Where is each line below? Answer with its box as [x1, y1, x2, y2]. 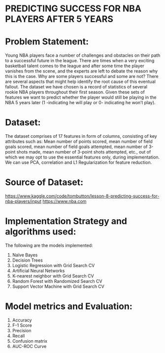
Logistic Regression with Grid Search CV [12, 262, 95, 268]
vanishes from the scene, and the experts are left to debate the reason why [5, 68, 158, 74]
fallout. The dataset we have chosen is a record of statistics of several [5, 84, 148, 90]
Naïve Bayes [12, 252, 38, 258]
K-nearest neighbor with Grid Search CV [12, 273, 95, 279]
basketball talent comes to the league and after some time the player [5, 63, 144, 69]
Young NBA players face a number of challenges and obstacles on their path [5, 52, 161, 58]
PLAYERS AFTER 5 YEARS [5, 13, 113, 25]
